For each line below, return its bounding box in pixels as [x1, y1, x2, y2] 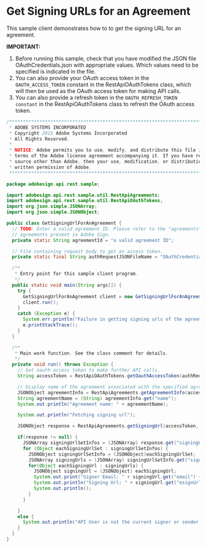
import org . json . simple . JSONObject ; [6, 209, 100, 216]
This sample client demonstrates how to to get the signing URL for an [6, 24, 181, 32]
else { [17, 513, 34, 520]
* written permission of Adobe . [9, 164, 92, 170]
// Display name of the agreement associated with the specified [17, 384, 188, 390]
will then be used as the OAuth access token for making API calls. [15, 87, 181, 94]
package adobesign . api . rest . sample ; [6, 181, 100, 187]
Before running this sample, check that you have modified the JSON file [15, 54, 197, 62]
